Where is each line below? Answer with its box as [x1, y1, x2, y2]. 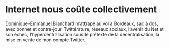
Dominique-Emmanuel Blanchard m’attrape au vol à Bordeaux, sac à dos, [5, 20, 158, 27]
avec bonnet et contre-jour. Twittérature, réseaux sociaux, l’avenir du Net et [5, 26, 164, 32]
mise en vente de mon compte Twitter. [5, 37, 86, 43]
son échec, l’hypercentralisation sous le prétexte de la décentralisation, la [5, 31, 160, 37]
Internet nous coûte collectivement [5, 4, 157, 15]
